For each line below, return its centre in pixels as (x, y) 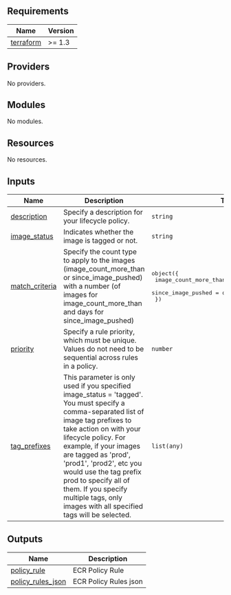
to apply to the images (99, 261)
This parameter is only (99, 378)
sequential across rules (101, 358)
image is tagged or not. (100, 241)
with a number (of (92, 286)
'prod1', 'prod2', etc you (102, 464)
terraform (26, 42)
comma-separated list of (103, 412)
